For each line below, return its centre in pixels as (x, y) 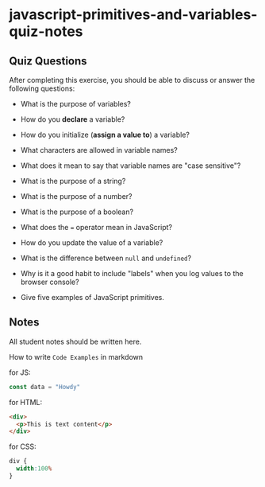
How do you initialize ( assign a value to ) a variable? (105, 134)
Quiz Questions (48, 61)
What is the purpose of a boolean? (77, 212)
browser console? (50, 282)
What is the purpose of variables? (76, 104)
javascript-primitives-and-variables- (133, 15)
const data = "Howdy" (45, 387)
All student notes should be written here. (75, 341)
